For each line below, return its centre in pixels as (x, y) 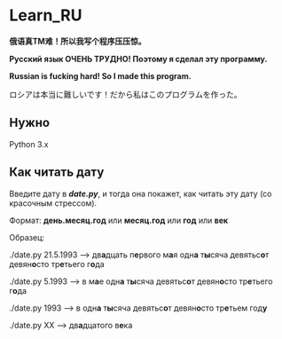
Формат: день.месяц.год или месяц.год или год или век (119, 220)
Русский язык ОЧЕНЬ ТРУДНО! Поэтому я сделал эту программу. (138, 59)
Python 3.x (29, 144)
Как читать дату (57, 173)
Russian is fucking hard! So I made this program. (101, 75)
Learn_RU (46, 16)
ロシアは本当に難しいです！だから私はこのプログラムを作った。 (125, 94)
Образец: (27, 237)
